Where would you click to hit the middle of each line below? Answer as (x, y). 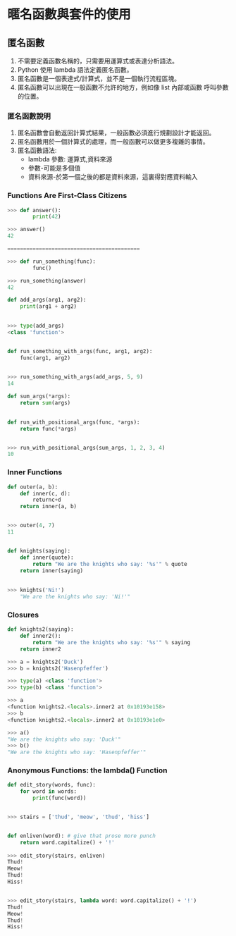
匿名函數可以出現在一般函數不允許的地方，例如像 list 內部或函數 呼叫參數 (123, 87)
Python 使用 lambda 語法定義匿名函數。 (75, 70)
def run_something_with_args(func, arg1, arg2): (80, 351)
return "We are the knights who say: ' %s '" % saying (112, 642)
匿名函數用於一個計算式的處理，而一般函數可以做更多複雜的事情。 (113, 142)
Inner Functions (35, 472)
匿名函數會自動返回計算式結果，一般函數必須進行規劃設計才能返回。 (116, 133)
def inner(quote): (47, 558)
